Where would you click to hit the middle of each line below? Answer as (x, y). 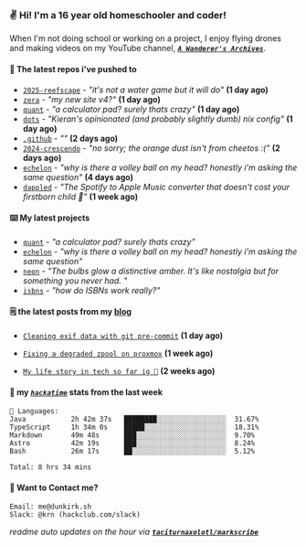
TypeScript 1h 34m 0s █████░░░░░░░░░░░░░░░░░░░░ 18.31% (134, 428)
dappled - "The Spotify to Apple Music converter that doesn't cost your (156, 187)
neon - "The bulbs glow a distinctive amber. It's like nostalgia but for (151, 271)
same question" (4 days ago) (78, 177)
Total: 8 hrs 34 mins (51, 467)
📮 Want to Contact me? (54, 487)
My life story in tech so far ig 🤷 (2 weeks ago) (119, 370)
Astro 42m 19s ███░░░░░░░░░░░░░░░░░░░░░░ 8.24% (132, 444)
